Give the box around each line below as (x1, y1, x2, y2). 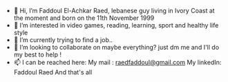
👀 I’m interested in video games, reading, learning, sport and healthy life (13, 21, 219, 29)
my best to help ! (13, 50, 62, 59)
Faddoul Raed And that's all (13, 68, 93, 76)
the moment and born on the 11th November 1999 (13, 14, 155, 22)
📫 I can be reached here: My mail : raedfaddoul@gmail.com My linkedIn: (13, 59, 222, 66)
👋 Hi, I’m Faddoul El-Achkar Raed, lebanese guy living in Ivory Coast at (13, 7, 216, 14)
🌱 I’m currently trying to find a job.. (13, 36, 113, 44)
